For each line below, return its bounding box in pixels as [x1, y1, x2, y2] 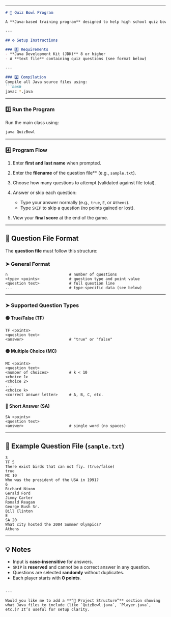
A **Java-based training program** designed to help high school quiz [5, 19, 158, 24]
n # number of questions [5, 272, 117, 277]
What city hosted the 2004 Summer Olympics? [5, 522, 101, 527]
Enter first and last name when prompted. [12, 160, 102, 166]
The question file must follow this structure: [5, 247, 98, 254]
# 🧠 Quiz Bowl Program [5, 10, 53, 15]
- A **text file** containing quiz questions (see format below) [5, 57, 147, 62]
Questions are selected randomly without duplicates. [12, 570, 125, 576]
